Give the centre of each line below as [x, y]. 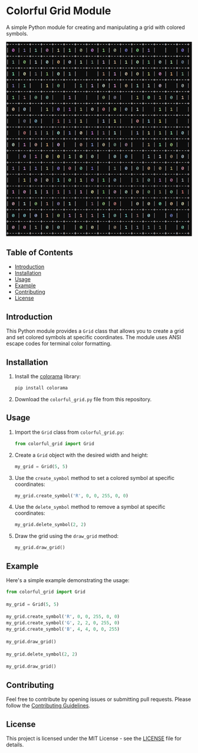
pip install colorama [41, 388]
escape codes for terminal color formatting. [59, 343]
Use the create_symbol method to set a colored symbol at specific [95, 478]
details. [15, 744]
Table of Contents [40, 253]
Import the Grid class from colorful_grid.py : [69, 432]
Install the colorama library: [48, 376]
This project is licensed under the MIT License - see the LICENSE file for [94, 738]
